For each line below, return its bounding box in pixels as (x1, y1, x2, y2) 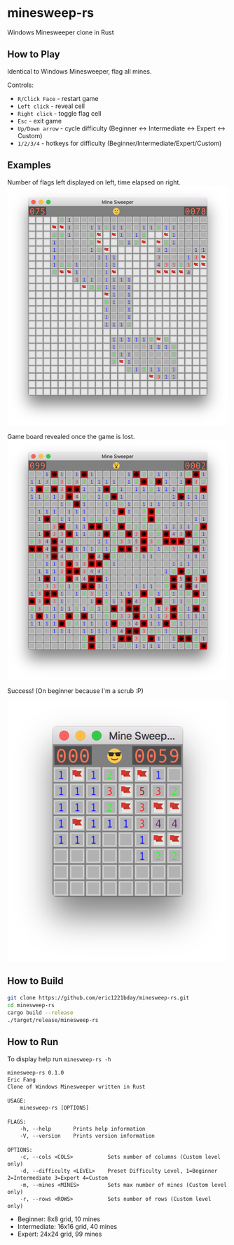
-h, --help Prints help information (20, 1125, 146, 1132)
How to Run (7, 1036, 59, 1048)
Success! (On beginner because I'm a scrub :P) (7, 686, 144, 695)
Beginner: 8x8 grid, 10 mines (17, 1215, 100, 1223)
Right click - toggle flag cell (17, 109, 102, 117)
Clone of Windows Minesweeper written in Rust (7, 1083, 146, 1090)
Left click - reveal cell (17, 102, 85, 110)
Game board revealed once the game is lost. (7, 432, 135, 440)
